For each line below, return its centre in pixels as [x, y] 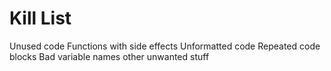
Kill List [40, 18]
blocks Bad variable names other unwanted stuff [109, 56]
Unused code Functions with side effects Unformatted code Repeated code [165, 46]
